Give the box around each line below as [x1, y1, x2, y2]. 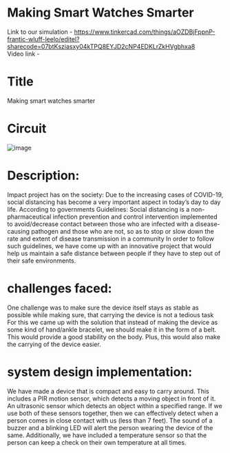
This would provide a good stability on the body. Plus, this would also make [7, 332, 220, 341]
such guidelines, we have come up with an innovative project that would [7, 241, 212, 250]
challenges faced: [7, 281, 112, 296]
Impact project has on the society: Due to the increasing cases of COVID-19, [7, 190, 224, 199]
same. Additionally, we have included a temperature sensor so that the [7, 431, 207, 439]
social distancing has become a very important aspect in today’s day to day [7, 198, 221, 206]
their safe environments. [7, 256, 76, 265]
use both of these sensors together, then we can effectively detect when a [7, 409, 219, 417]
